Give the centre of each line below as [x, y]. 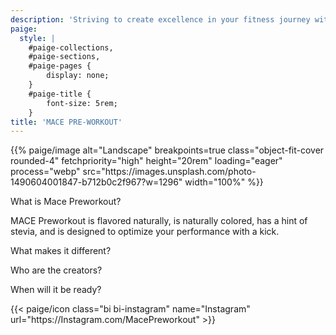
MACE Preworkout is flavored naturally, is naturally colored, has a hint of [159, 221]
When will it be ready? [56, 290]
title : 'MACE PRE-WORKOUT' [66, 122]
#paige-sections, [64, 57]
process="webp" [45, 172]
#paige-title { [60, 94]
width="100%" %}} [224, 182]
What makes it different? [61, 251]
